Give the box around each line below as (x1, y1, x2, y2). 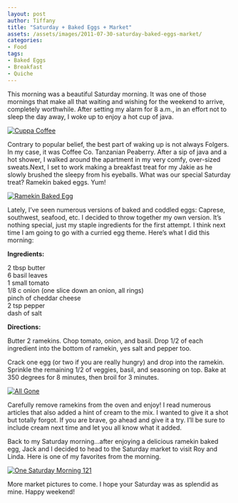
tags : (7, 51, 24, 58)
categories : (7, 37, 43, 44)
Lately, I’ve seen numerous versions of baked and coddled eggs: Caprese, (7, 205, 226, 214)
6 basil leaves (7, 271, 48, 279)
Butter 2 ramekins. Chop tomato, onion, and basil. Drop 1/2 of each (7, 336, 204, 345)
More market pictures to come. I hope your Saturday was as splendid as (7, 479, 219, 488)
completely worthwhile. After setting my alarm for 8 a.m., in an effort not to (7, 105, 227, 113)
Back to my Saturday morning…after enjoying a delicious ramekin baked (7, 437, 219, 445)
